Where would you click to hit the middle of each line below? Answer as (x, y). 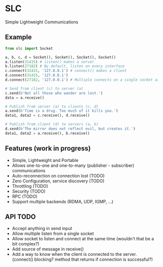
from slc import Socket (29, 48)
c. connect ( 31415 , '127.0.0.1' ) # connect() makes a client (66, 71)
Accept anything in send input (42, 229)
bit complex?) (26, 244)
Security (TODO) (29, 191)
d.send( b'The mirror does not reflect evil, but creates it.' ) (70, 129)
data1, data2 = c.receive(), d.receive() (48, 116)
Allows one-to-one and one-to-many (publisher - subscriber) (73, 165)
